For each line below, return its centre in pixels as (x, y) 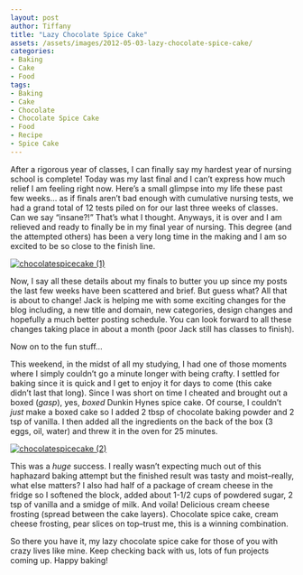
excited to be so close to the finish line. (83, 246)
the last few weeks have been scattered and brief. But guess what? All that (149, 291)
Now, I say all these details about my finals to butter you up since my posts (149, 281)
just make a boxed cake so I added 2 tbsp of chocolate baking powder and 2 (152, 412)
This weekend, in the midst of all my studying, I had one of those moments (149, 364)
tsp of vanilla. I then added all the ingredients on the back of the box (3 (142, 422)
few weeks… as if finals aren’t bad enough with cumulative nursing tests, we (152, 198)
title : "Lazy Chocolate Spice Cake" (79, 34)
